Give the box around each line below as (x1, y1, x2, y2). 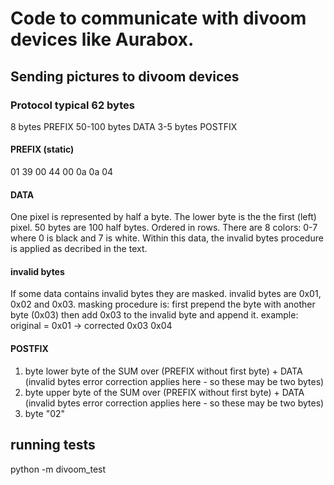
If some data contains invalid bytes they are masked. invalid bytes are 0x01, (10, 288, 322, 300)
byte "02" (24, 407, 66, 419)
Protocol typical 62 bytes (10, 98, 135, 112)
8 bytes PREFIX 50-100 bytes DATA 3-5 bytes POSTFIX (10, 120, 238, 132)
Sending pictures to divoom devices (10, 68, 240, 85)
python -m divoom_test (10, 463, 107, 475)
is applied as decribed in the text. (10, 243, 148, 255)
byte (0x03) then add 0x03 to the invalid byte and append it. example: (10, 309, 299, 321)
